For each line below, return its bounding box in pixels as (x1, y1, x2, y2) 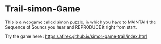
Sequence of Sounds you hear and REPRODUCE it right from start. (5, 24, 137, 30)
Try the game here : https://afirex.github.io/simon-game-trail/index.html (5, 33, 148, 39)
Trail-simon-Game (5, 3, 81, 14)
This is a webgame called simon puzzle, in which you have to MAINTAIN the (5, 19, 156, 25)
